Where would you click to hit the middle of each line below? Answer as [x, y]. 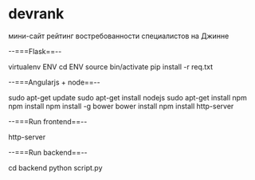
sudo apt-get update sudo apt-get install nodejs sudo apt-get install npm [127, 97]
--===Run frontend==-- [48, 121]
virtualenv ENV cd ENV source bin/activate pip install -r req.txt [111, 67]
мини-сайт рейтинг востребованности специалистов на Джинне [119, 36]
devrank [36, 14]
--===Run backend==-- [48, 152]
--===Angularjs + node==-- [55, 82]
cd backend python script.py [55, 167]
